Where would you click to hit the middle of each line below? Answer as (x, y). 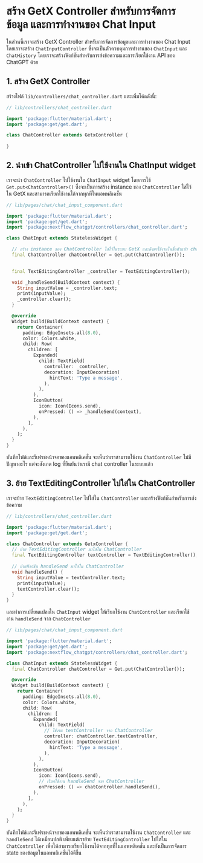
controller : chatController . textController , (101, 736)
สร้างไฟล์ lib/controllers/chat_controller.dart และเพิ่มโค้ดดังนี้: (82, 96)
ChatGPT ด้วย (22, 62)
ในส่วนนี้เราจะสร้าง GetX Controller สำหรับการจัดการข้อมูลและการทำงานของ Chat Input (98, 41)
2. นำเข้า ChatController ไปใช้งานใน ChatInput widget (101, 165)
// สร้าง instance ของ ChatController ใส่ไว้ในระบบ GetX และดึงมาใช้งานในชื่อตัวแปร (100, 249)
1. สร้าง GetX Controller (48, 82)
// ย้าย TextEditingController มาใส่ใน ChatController (77, 549)
